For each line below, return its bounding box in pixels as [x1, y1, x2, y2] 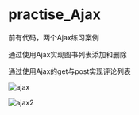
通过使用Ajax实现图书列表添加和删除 [8, 49, 127, 59]
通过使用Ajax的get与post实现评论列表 [8, 66, 131, 76]
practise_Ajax [8, 6, 101, 24]
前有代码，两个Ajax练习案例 [8, 33, 99, 42]
